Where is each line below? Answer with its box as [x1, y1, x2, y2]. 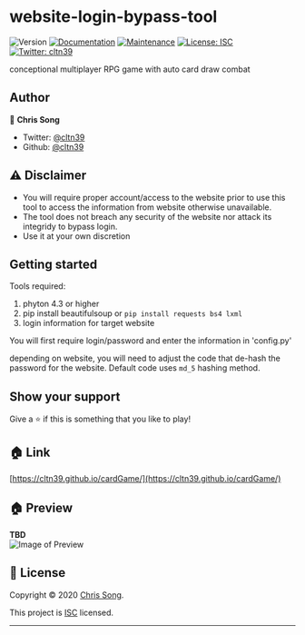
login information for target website [22, 318, 155, 329]
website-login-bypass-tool [9, 6, 218, 27]
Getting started [9, 256, 98, 272]
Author [9, 90, 50, 105]
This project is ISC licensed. [9, 607, 114, 618]
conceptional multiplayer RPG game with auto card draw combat [9, 64, 251, 74]
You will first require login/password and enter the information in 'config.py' [9, 335, 292, 346]
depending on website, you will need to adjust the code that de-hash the [9, 352, 281, 364]
